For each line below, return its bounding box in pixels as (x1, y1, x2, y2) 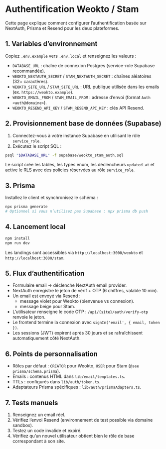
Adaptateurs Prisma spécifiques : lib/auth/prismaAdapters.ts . (12, 384, 142, 390)
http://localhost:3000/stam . (5, 255, 65, 261)
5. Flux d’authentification (5, 269, 85, 277)
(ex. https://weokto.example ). (12, 89, 74, 95)
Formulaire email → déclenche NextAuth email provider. (12, 282, 127, 288)
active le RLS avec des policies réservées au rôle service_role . (5, 167, 135, 173)
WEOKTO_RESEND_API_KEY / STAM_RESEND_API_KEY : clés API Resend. (12, 105, 145, 111)
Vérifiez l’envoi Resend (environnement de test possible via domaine (12, 417, 153, 423)
